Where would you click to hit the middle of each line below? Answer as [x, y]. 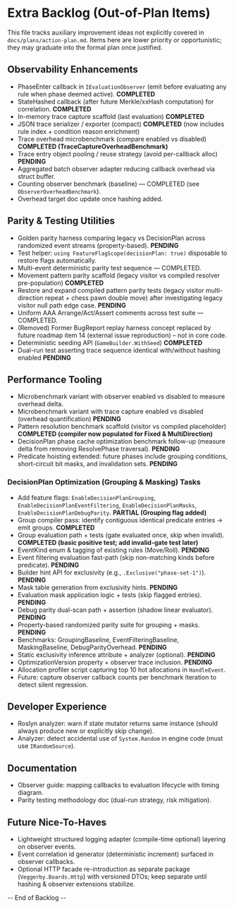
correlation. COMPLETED [54, 109]
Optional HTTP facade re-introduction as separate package [104, 869]
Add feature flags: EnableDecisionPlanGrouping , [87, 497]
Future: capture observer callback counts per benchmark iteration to [117, 677]
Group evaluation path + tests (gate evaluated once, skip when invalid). [121, 535]
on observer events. [47, 847]
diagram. [30, 793]
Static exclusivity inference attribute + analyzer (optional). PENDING [116, 654]
